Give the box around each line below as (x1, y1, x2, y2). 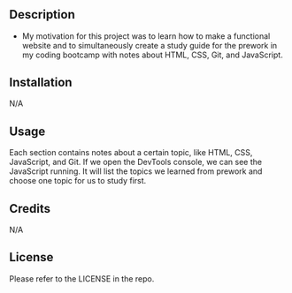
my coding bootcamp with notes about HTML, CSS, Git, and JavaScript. (21, 49, 283, 60)
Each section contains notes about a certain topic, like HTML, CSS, (9, 147, 253, 158)
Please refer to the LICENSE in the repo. (9, 273, 155, 284)
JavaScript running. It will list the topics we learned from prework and (9, 166, 263, 177)
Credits (9, 201, 51, 216)
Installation (9, 75, 73, 90)
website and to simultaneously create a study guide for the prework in (21, 40, 278, 50)
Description (9, 7, 75, 22)
